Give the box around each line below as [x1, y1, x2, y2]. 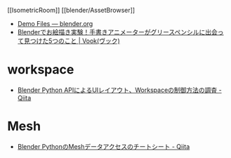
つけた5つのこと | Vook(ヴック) [29, 37, 121, 45]
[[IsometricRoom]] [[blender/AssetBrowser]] [7, 6, 136, 14]
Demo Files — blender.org [17, 20, 93, 27]
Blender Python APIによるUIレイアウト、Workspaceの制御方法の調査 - [17, 86, 223, 94]
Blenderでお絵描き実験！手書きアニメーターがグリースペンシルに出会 [17, 28, 218, 36]
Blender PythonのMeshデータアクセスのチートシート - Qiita [17, 142, 190, 150]
